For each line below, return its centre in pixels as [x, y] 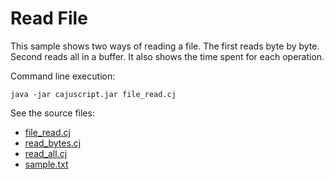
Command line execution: [63, 76]
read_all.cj [46, 153]
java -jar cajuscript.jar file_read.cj [93, 94]
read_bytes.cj [53, 143]
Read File [49, 18]
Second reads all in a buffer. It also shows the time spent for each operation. [167, 56]
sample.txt [46, 164]
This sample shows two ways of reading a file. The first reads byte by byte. [165, 46]
